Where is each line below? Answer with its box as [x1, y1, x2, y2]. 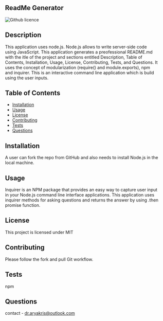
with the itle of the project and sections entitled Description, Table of [5, 54, 143, 60]
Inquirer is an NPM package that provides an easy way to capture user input [5, 187, 158, 193]
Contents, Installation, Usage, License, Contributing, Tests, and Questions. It [5, 59, 158, 65]
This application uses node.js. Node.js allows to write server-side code [5, 44, 147, 50]
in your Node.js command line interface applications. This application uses [5, 192, 155, 198]
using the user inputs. [5, 75, 49, 81]
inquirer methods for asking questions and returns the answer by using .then [5, 197, 159, 203]
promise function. [5, 202, 40, 208]
